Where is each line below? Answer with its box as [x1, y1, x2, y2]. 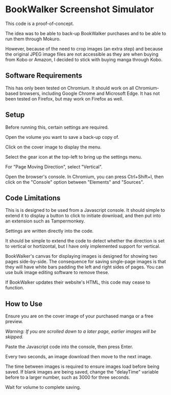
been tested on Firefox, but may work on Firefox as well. [5, 95, 124, 102]
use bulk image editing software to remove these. [5, 269, 110, 276]
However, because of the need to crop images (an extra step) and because [5, 45, 163, 52]
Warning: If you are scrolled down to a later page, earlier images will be [5, 328, 157, 335]
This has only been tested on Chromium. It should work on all [5, 85, 134, 91]
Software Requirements [5, 71, 83, 80]
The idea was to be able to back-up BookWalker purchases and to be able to [5, 30, 166, 36]
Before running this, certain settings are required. [5, 124, 109, 130]
